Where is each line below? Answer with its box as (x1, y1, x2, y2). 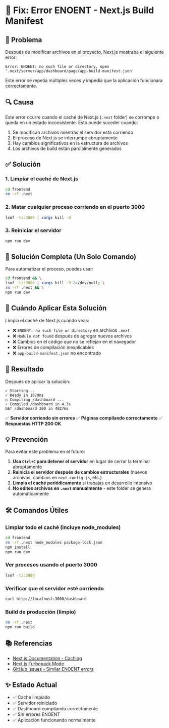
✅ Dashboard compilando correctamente (12, 705, 98, 711)
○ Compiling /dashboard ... (5, 397, 65, 402)
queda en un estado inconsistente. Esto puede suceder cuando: (5, 119, 138, 126)
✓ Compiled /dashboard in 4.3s (5, 401, 71, 407)
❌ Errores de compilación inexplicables (12, 344, 94, 350)
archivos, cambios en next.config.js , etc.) (12, 475, 102, 481)
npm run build (5, 625, 35, 630)
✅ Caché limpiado (12, 694, 50, 700)
